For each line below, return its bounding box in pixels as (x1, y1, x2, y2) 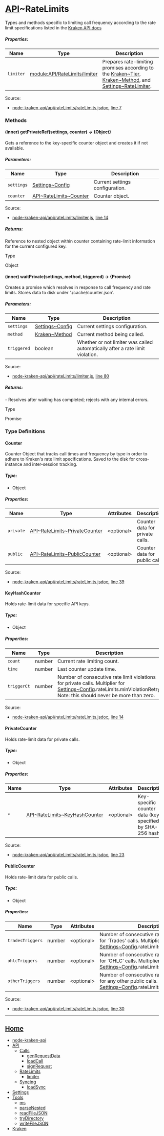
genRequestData (26, 1053, 61, 1059)
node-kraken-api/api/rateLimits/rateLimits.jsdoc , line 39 (12, 579, 124, 585)
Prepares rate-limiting (102, 58, 153, 65)
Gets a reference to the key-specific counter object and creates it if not (5, 140, 148, 146)
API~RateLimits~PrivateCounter (30, 527, 102, 534)
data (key (137, 811, 160, 818)
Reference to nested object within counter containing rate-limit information (5, 238, 155, 244)
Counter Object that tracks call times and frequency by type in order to (5, 451, 147, 457)
